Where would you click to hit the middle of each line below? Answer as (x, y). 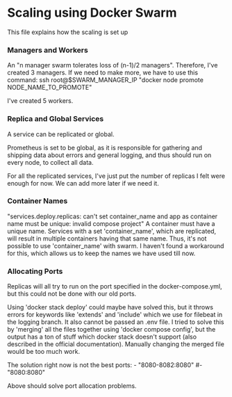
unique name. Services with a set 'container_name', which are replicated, (112, 231)
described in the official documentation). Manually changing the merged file (116, 344)
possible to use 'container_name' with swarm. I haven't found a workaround (116, 245)
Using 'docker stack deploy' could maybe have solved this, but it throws (110, 307)
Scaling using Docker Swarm (92, 13)
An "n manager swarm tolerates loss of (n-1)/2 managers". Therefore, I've (113, 65)
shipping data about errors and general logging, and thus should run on (109, 155)
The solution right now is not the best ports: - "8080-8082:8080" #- (105, 365)
